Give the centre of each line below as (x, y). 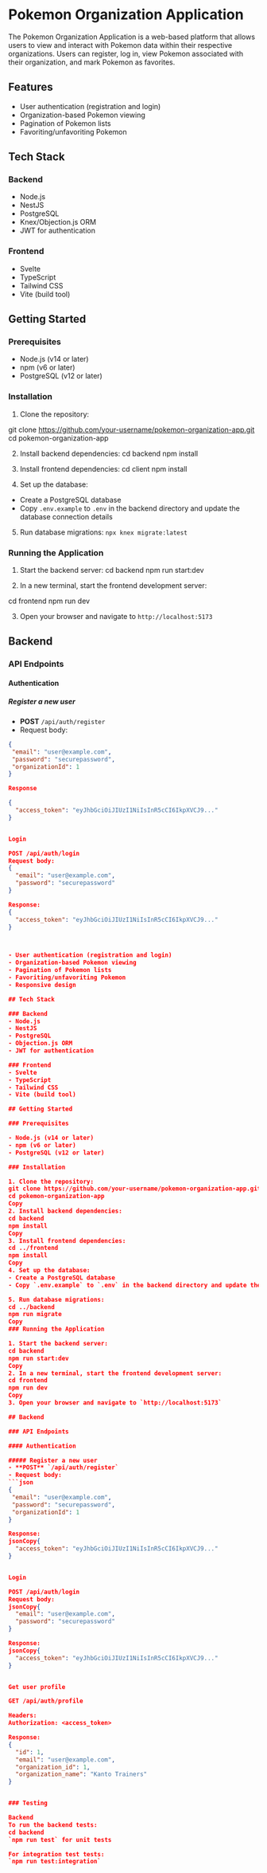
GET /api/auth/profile (46, 1701)
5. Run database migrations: (56, 1299)
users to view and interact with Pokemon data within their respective (120, 45)
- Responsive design (43, 985)
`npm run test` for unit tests (60, 1840)
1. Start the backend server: (58, 1344)
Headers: (23, 1716)
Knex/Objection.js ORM (58, 222)
